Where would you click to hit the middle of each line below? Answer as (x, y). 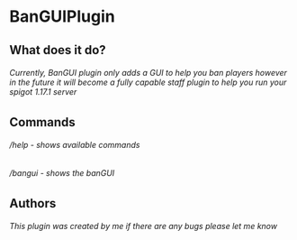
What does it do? (58, 50)
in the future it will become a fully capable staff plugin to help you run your (148, 82)
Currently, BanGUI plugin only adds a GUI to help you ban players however (148, 73)
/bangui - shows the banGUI (62, 172)
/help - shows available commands (75, 145)
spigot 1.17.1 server (43, 92)
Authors (33, 203)
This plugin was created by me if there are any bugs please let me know (143, 226)
